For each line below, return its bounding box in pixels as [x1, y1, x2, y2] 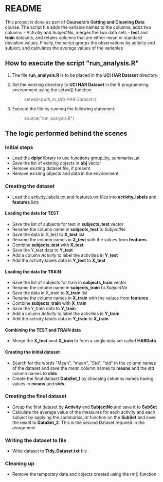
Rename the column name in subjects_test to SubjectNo [12, 226, 126, 232]
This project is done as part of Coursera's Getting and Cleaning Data [5, 19, 145, 25]
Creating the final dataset [5, 393, 67, 399]
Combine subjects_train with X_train [12, 300, 87, 306]
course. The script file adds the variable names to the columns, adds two [5, 24, 152, 30]
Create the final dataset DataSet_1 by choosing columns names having [12, 376, 154, 381]
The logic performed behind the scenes [5, 129, 127, 138]
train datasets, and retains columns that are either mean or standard [5, 35, 142, 41]
